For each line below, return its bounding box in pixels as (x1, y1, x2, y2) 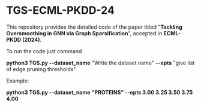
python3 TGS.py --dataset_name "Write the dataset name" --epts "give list (6, 59, 195, 66)
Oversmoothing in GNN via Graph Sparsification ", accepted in (6, 29, 163, 36)
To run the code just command (6, 47, 82, 54)
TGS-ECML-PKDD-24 (6, 4, 115, 17)
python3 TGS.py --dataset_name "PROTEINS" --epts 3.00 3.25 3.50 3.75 (6, 88, 193, 96)
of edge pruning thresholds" (6, 65, 76, 72)
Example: (6, 77, 29, 84)
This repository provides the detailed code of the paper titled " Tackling (6, 23, 182, 30)
